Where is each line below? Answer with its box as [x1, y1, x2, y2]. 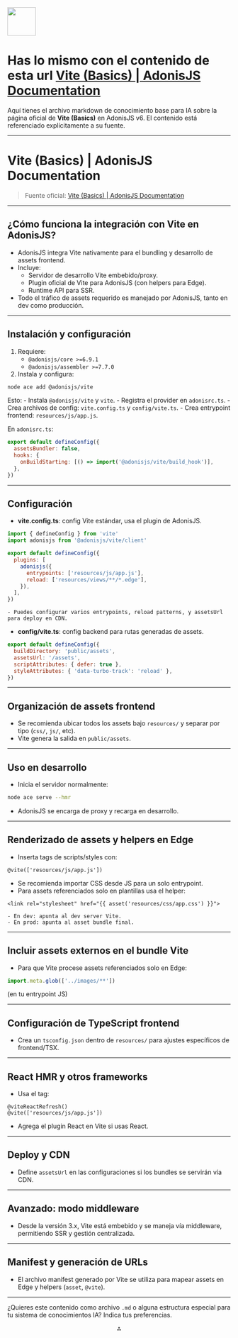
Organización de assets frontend [7, 700, 156, 712]
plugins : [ [13, 557, 46, 564]
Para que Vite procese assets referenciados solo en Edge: [17, 964, 188, 972]
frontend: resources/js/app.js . [7, 411, 98, 420]
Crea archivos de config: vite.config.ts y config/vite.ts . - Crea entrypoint [7, 403, 231, 412]
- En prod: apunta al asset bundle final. [7, 918, 135, 926]
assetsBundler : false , [13, 445, 81, 452]
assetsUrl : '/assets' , [13, 654, 81, 662]
